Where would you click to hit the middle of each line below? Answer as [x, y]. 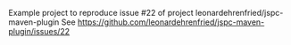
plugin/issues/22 [39, 31]
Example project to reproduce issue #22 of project [101, 13]
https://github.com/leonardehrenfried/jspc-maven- [171, 22]
